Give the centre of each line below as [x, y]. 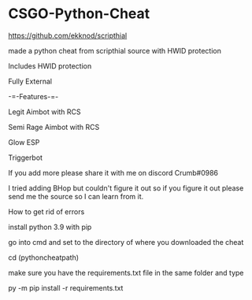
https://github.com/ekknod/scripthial [68, 35]
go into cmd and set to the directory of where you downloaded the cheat [126, 242]
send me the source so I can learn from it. [76, 196]
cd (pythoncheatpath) [44, 257]
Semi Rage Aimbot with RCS [54, 127]
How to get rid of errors [46, 211]
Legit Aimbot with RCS [44, 112]
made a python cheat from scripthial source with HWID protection [115, 50]
